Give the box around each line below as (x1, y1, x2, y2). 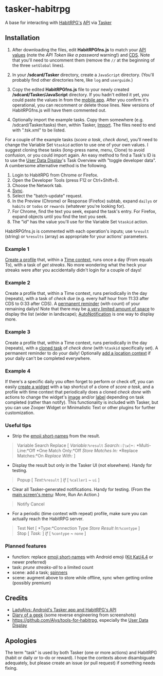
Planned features (5, 543, 47, 549)
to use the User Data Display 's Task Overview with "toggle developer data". (5, 157, 157, 163)
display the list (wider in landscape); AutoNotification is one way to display (5, 311, 155, 317)
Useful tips (5, 422, 32, 429)
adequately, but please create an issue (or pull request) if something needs (5, 660, 156, 666)
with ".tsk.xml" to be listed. (12, 127, 66, 133)
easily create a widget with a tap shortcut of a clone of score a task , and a (5, 384, 154, 390)
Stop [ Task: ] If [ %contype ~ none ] (17, 530, 86, 536)
